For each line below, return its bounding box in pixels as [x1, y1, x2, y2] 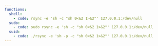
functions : [4, 7, 27, 12]
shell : [9, 11, 22, 16]
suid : [9, 29, 20, 34]
